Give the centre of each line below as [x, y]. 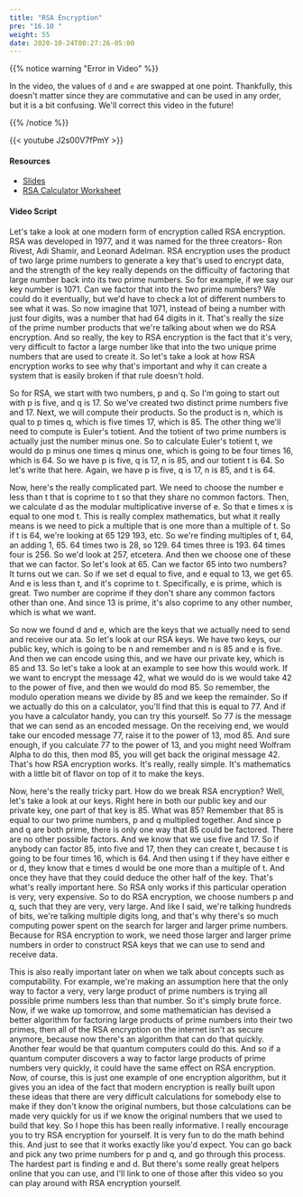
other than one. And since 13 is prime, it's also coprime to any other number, [151, 603]
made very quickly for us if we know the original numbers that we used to [146, 1116]
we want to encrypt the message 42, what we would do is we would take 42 [151, 678]
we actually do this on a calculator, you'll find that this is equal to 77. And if [147, 706]
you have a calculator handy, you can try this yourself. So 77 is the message [151, 715]
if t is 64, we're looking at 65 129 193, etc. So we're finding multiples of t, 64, [151, 535]
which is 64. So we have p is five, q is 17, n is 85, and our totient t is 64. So [147, 460]
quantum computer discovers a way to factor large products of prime [138, 1058]
